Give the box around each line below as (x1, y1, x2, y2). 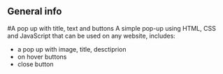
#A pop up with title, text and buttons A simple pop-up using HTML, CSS (7, 24, 217, 32)
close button (17, 59, 54, 68)
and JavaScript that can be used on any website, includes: (7, 31, 176, 40)
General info (7, 6, 62, 17)
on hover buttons (17, 52, 67, 61)
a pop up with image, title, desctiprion (17, 45, 127, 53)
